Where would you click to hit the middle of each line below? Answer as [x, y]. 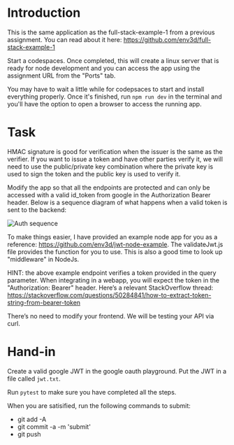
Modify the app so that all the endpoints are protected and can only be [109, 188]
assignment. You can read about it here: [65, 39]
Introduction [44, 13]
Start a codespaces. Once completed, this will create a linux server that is [113, 60]
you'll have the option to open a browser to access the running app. [104, 104]
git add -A [32, 419]
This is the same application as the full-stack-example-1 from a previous [111, 32]
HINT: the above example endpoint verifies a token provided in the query [112, 273]
